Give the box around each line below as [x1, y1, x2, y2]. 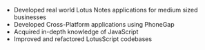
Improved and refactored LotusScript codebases [13, 35, 153, 43]
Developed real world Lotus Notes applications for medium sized [13, 6, 198, 14]
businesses [13, 13, 47, 21]
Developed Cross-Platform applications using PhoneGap [13, 21, 175, 28]
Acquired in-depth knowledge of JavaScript [13, 27, 139, 36]
